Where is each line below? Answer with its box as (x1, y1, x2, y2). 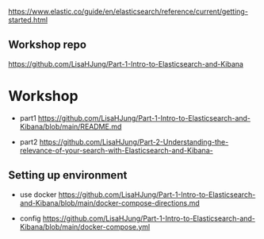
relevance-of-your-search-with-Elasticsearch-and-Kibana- (19, 145, 213, 155)
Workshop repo (8, 38, 87, 52)
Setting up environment (8, 168, 128, 182)
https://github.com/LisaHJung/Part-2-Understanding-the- (39, 137, 229, 146)
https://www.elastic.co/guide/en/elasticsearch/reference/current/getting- (8, 7, 248, 16)
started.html (8, 15, 48, 25)
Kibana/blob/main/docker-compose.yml (19, 222, 151, 231)
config (19, 214, 41, 223)
